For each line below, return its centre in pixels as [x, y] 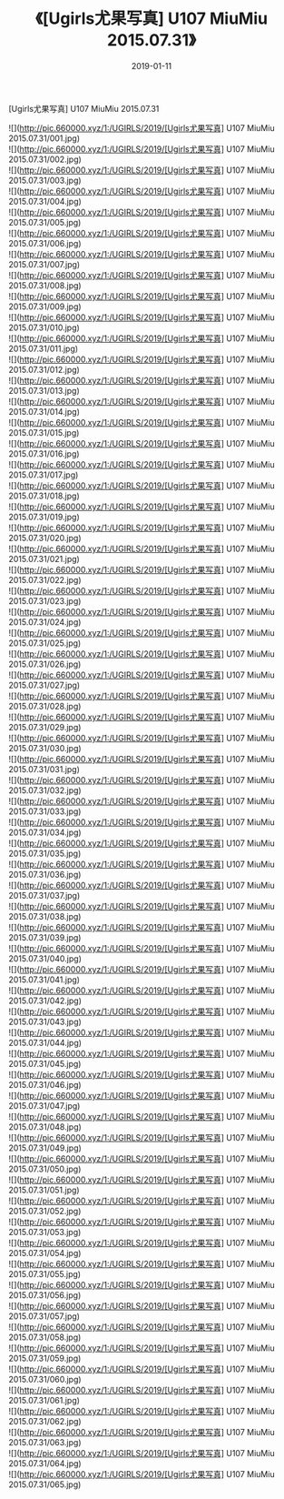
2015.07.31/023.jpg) [45, 600]
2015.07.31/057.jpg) [44, 1316]
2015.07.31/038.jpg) [45, 916]
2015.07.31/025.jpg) [45, 643]
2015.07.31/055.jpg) [45, 1273]
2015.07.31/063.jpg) [45, 1442]
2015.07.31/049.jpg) [45, 1148]
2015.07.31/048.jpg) [45, 1127]
